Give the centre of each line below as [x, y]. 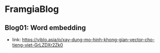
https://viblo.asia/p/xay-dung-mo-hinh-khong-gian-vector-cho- [88, 39]
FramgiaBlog [32, 9]
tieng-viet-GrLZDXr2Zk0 [38, 45]
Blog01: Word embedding [45, 28]
